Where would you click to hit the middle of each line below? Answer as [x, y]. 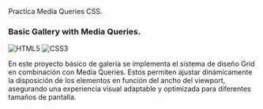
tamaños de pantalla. [42, 97]
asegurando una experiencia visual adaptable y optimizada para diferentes [130, 89]
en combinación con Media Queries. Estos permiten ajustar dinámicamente [130, 72]
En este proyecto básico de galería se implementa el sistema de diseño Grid [131, 64]
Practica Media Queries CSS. [55, 11]
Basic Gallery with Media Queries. [75, 31]
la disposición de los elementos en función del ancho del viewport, [117, 81]
